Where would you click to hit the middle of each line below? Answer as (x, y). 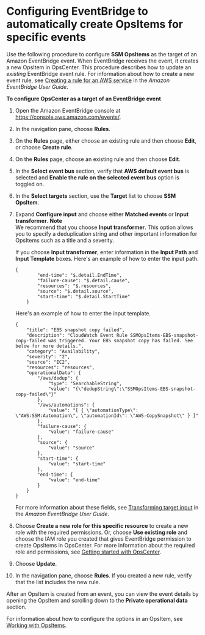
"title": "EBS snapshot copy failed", (76, 330)
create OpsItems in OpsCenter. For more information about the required (105, 545)
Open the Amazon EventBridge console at (68, 110)
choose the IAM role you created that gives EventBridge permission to (103, 539)
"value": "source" (71, 448)
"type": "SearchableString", (85, 383)
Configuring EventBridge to (77, 11)
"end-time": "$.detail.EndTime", (80, 275)
